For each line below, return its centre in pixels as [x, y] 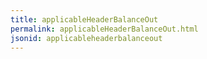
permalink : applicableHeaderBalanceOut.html [104, 29]
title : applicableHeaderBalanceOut [84, 19]
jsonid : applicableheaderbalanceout [86, 38]
